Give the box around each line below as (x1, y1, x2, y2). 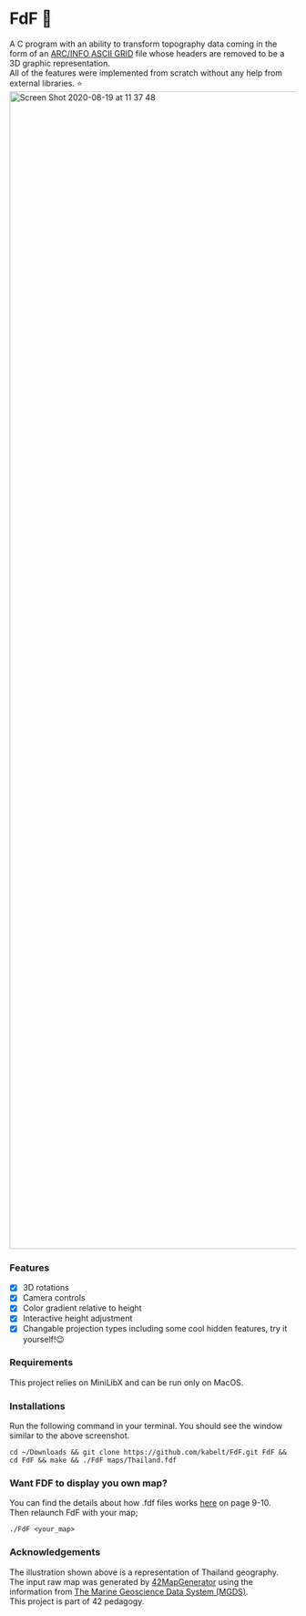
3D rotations (22, 1282, 70, 1293)
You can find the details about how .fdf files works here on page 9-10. (9, 1498, 271, 1508)
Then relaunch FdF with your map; (9, 1508, 138, 1518)
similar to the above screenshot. (9, 1430, 130, 1441)
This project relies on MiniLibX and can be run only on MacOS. (9, 1376, 244, 1388)
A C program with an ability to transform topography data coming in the (9, 38, 278, 49)
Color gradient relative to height (22, 1302, 143, 1313)
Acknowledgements (9, 1546, 101, 1559)
